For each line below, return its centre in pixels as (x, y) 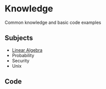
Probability (23, 55)
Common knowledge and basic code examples (53, 22)
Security (20, 61)
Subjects (19, 38)
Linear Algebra (27, 50)
